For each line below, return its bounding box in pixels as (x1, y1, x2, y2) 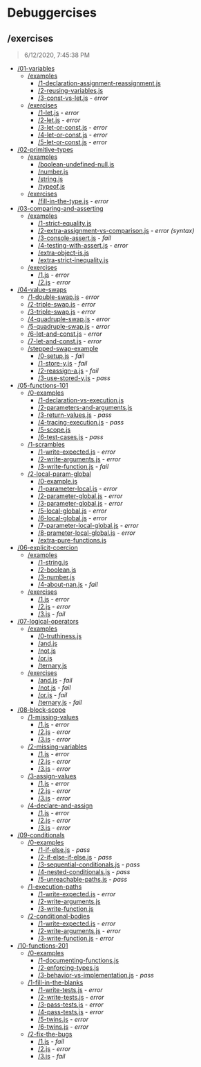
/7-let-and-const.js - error (27, 337, 102, 345)
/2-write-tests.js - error (37, 993, 104, 1001)
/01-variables (17, 65, 55, 72)
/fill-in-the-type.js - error (37, 197, 109, 205)
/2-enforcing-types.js (37, 964, 99, 972)
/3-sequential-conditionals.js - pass (37, 860, 140, 869)
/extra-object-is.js (37, 248, 90, 257)
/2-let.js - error (37, 116, 81, 124)
